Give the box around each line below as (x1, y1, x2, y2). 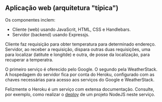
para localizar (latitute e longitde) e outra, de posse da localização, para (5, 51, 150, 57)
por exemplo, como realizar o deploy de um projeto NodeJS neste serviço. (5, 91, 156, 97)
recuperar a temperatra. (5, 56, 53, 63)
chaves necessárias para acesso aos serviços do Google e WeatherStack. (5, 76, 155, 82)
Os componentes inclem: (5, 17, 55, 23)
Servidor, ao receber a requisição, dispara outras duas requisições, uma (5, 46, 151, 52)
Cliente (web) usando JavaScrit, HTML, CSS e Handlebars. (12, 26, 131, 32)
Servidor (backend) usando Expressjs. (12, 31, 90, 37)
